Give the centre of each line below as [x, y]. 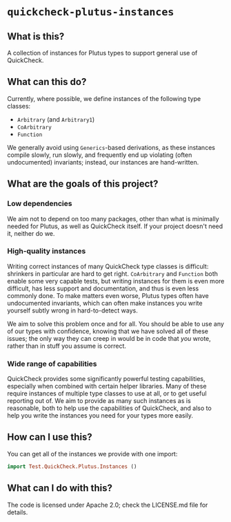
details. [18, 512]
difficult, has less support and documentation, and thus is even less [103, 288]
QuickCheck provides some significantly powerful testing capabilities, [106, 379]
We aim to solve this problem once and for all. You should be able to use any [115, 324]
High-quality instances [47, 251]
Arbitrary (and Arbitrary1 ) [56, 119]
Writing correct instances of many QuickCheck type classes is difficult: [108, 266]
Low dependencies [40, 204]
